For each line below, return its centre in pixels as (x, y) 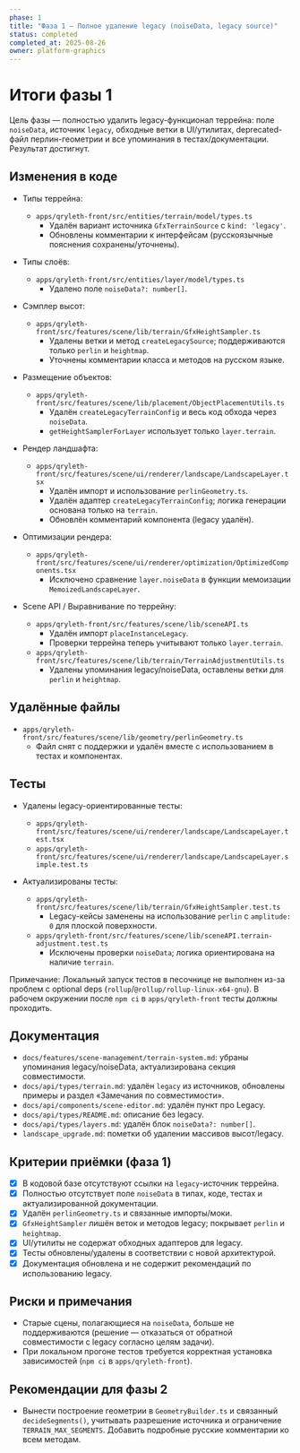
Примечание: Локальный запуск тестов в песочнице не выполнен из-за (147, 979)
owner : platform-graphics (57, 51)
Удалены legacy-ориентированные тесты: (102, 805)
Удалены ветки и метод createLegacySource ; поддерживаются (167, 341)
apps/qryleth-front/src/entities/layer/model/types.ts (140, 280)
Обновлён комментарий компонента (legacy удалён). (151, 519)
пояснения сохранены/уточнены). (114, 244)
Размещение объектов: (67, 376)
